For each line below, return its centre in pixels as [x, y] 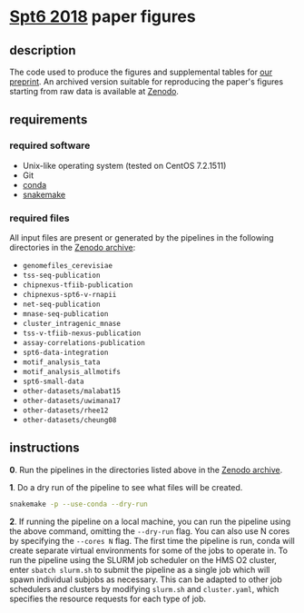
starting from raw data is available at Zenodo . [94, 91]
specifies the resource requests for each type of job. [108, 598]
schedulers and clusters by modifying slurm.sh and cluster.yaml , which [144, 588]
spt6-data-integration [65, 352]
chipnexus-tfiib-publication [78, 285]
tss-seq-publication [61, 275]
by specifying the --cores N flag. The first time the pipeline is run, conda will [152, 540]
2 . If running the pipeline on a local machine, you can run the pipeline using [150, 521]
